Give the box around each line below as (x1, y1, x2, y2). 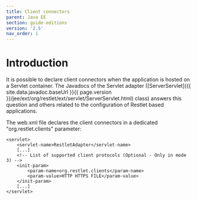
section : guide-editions (6, 20, 67, 26)
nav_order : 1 (6, 31, 38, 37)
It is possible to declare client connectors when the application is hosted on (6, 76, 190, 83)
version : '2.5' (6, 25, 44, 31)
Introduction (6, 56, 69, 70)
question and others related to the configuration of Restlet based (6, 101, 164, 109)
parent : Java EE (6, 14, 46, 20)
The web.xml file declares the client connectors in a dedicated (6, 119, 158, 126)
